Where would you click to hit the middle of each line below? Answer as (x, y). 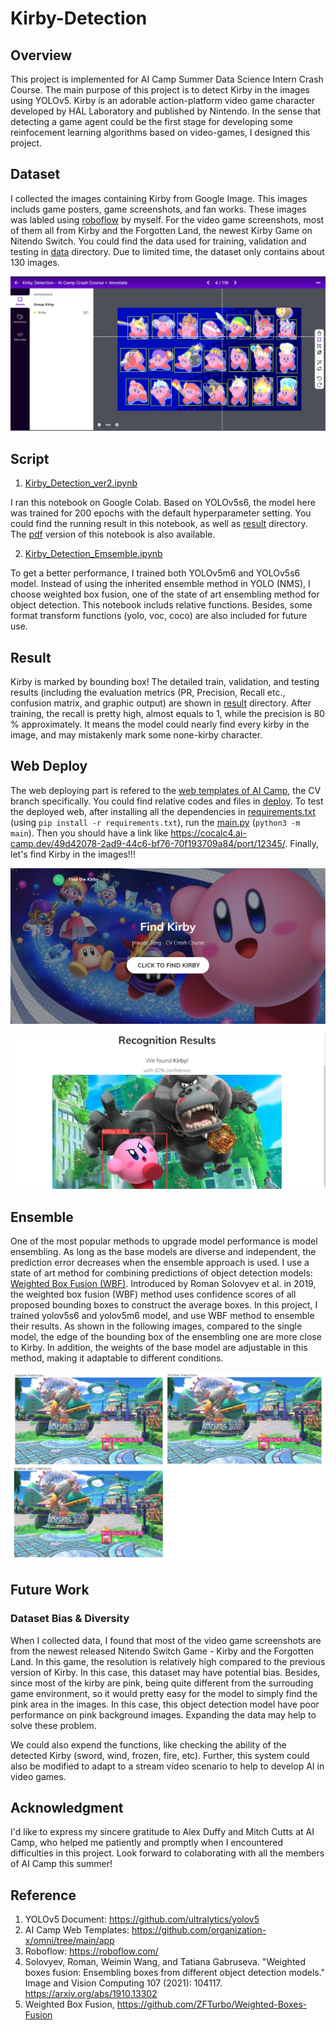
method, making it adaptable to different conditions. (117, 1358)
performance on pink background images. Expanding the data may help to (163, 1714)
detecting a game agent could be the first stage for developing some (151, 121)
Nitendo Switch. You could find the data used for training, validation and (158, 241)
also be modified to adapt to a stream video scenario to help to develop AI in (167, 1766)
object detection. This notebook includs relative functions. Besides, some (161, 605)
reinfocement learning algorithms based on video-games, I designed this (160, 132)
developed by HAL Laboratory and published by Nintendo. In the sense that (166, 111)
